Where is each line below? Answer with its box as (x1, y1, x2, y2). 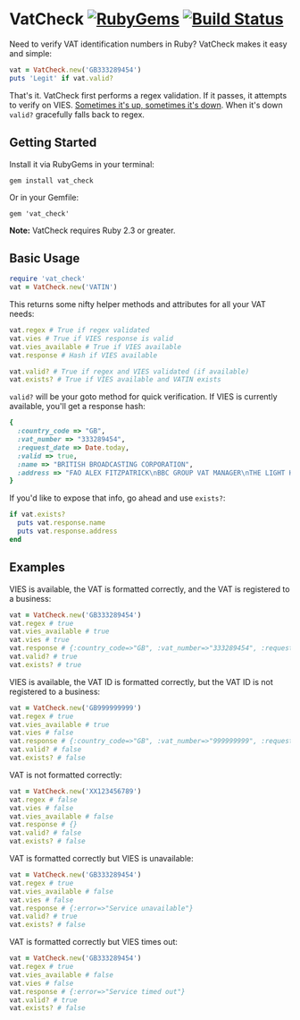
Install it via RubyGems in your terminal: (9, 159, 154, 169)
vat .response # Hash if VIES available (9, 350, 158, 360)
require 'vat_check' (9, 274, 87, 284)
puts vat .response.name (17, 519, 105, 527)
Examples (9, 560, 65, 575)
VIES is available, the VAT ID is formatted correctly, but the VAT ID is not (9, 676, 274, 687)
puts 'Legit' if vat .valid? (9, 73, 114, 82)
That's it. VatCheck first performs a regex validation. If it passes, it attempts (9, 90, 287, 100)
